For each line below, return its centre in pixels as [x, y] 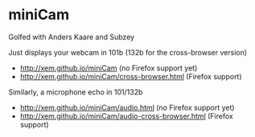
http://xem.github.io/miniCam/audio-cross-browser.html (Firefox [126, 116]
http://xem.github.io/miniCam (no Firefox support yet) [109, 68]
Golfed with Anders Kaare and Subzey [72, 37]
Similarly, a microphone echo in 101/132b [76, 92]
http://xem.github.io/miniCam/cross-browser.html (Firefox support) [131, 76]
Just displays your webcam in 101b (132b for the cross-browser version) [128, 52]
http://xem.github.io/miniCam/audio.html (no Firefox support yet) [127, 107]
